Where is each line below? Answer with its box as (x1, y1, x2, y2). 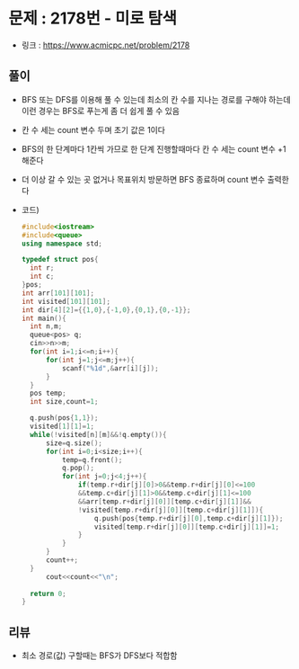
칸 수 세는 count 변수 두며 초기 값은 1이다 (21, 124, 165, 135)
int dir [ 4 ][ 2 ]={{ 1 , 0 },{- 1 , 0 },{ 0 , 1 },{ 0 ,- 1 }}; (21, 305, 191, 315)
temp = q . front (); (61, 455, 123, 464)
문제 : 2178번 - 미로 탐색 (8, 8, 177, 29)
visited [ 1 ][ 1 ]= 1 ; (30, 422, 95, 431)
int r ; (30, 263, 55, 272)
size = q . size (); (45, 438, 103, 448)
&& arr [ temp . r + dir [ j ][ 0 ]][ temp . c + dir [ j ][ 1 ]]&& (78, 496, 252, 506)
